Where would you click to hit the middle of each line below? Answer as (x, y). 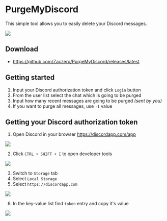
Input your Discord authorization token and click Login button (77, 90)
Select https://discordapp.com (45, 184)
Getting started (30, 78)
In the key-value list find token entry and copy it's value (71, 204)
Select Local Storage (35, 179)
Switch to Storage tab (35, 173)
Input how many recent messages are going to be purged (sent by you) (87, 101)
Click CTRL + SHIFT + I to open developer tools (62, 154)
